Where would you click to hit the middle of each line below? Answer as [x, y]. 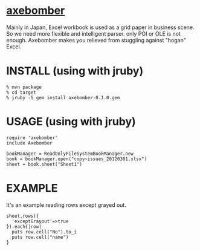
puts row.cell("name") [40, 237]
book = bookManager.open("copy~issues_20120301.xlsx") [77, 159]
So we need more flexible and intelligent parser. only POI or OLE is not [94, 33]
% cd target [21, 92]
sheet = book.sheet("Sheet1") [44, 164]
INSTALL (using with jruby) [75, 71]
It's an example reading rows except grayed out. [66, 205]
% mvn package [24, 87]
